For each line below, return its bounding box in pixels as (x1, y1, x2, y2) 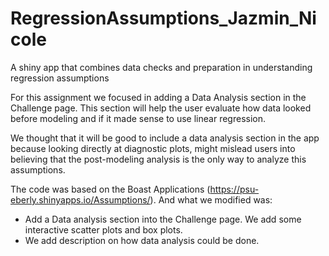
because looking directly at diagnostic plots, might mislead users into (10, 142, 296, 154)
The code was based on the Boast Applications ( (10, 183, 211, 195)
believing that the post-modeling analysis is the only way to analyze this (10, 153, 307, 165)
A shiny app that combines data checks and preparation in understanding (10, 61, 313, 73)
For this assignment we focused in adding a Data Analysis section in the (10, 91, 307, 103)
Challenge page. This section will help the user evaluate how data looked (10, 102, 312, 114)
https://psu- (209, 183, 260, 195)
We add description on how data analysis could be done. (24, 234, 260, 246)
